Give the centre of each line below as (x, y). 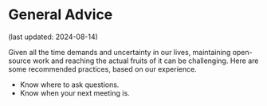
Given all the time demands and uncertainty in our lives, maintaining (120, 52)
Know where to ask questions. (69, 84)
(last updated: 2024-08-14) (53, 37)
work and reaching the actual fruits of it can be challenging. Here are (146, 61)
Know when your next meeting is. (75, 92)
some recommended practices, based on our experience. (102, 69)
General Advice (61, 15)
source (20, 61)
